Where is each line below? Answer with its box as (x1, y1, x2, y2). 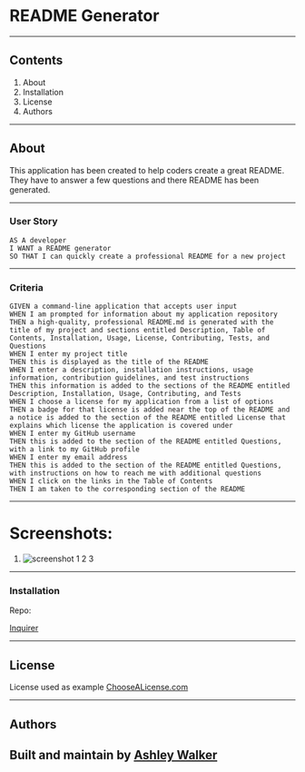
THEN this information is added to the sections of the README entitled (9, 381, 290, 391)
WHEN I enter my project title (9, 350, 128, 359)
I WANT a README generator (9, 243, 112, 252)
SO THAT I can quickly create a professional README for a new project (9, 252, 286, 261)
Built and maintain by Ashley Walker (9, 747, 218, 763)
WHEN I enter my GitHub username (9, 429, 136, 439)
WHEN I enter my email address (9, 453, 128, 462)
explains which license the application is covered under (9, 421, 233, 431)
